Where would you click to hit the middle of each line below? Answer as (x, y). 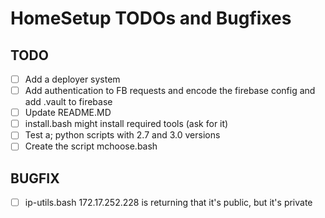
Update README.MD (68, 113)
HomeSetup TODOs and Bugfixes (151, 18)
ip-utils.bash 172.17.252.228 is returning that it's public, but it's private (168, 203)
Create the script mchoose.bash (91, 146)
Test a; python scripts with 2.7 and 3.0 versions (122, 135)
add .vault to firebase (68, 102)
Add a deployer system (72, 79)
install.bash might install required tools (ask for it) (126, 124)
